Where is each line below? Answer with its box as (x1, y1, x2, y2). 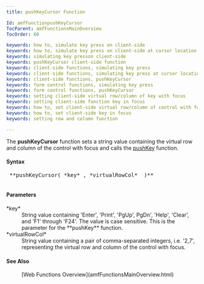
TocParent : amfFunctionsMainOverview (6, 26, 102, 32)
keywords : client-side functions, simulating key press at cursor (6, 71, 178, 77)
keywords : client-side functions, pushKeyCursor (6, 76, 132, 82)
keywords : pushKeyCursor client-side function (6, 59, 126, 65)
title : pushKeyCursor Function (6, 9, 86, 15)
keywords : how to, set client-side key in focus (6, 110, 132, 116)
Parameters (6, 191, 36, 198)
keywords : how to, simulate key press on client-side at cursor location (6, 48, 197, 54)
